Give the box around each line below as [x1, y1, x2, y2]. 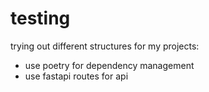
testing [10, 7, 71, 30]
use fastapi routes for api [24, 70, 129, 82]
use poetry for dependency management [24, 59, 195, 71]
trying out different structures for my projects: [10, 40, 200, 52]
